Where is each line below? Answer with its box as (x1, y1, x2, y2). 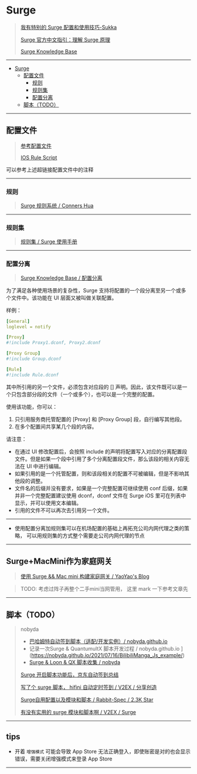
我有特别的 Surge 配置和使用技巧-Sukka (20, 23, 117, 31)
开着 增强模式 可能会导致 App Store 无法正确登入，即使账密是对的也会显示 (14, 748, 191, 755)
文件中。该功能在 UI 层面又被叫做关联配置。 (11, 294, 117, 301)
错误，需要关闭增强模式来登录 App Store (14, 755, 113, 762)
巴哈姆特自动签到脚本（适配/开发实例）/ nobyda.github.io (29, 638, 168, 645)
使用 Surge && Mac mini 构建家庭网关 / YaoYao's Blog (20, 573, 150, 580)
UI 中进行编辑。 (26, 462, 64, 470)
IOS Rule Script (20, 154, 57, 161)
